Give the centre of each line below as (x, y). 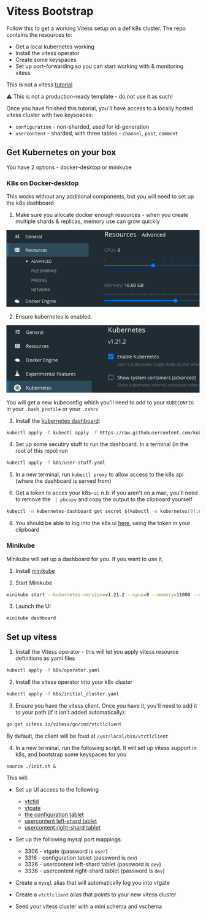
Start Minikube (34, 583)
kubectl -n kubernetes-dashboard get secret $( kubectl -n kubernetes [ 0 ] (101, 512)
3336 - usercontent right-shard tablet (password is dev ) (95, 871)
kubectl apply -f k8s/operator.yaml (53, 670)
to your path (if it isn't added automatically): (71, 712)
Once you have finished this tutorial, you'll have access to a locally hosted (100, 108)
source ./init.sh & (31, 766)
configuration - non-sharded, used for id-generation (82, 126)
